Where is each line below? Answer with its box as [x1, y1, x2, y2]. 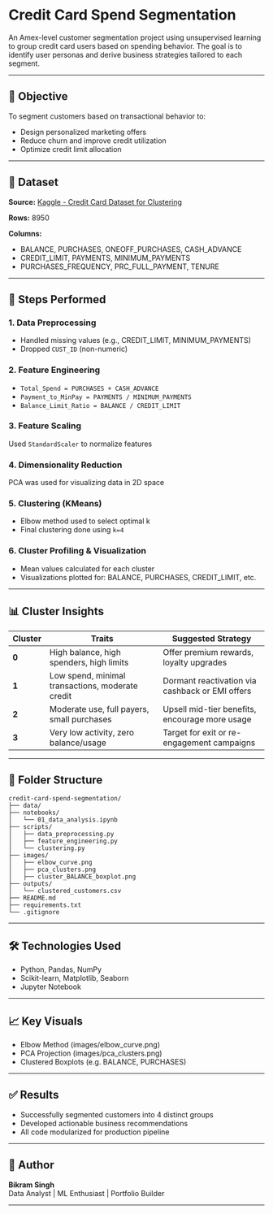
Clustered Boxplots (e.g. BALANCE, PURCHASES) [19, 1056, 187, 1066]
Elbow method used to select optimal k [19, 516, 150, 526]
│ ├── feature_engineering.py [8, 837, 118, 846]
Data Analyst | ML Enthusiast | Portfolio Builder [8, 1188, 165, 1198]
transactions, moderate [49, 680, 138, 692]
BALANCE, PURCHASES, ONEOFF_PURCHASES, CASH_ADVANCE [19, 244, 242, 254]
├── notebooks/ [8, 809, 60, 817]
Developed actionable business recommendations [19, 1118, 188, 1128]
